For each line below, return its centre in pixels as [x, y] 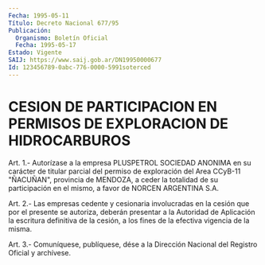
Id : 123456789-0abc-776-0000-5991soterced [80, 68]
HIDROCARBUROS [70, 140]
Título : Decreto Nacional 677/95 [64, 23]
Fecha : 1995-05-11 [39, 16]
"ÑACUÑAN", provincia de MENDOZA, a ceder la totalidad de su [113, 179]
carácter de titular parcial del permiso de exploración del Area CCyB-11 [125, 171]
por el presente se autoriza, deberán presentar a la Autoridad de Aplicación [132, 212]
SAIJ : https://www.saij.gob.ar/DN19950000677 [85, 60]
